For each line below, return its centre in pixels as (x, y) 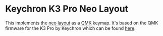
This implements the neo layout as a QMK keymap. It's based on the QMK (82, 23)
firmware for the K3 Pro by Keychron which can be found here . (70, 28)
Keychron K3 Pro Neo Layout (67, 9)
